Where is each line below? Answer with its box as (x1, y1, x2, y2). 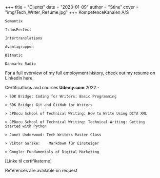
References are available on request (5, 168, 78, 173)
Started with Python (5, 124, 47, 129)
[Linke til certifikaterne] (5, 158, 52, 164)
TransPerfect (5, 27, 32, 32)
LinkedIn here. (5, 75, 34, 81)
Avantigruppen (5, 44, 34, 49)
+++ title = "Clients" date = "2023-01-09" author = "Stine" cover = (5, 4, 139, 10)
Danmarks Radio (5, 61, 36, 66)
